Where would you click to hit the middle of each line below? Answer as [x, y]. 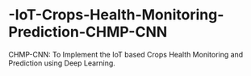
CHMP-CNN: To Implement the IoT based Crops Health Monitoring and [126, 54]
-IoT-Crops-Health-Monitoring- [116, 15]
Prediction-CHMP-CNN [88, 32]
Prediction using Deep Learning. [62, 63]
